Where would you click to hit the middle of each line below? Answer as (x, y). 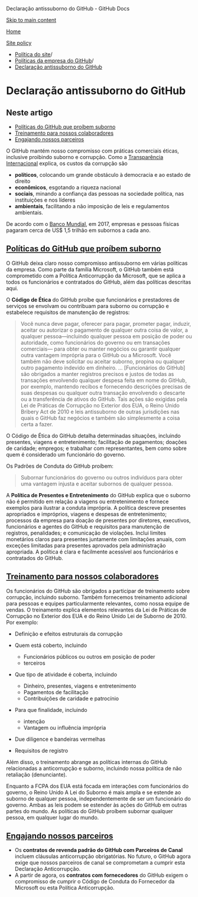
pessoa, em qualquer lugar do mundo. (53, 817)
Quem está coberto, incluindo (51, 645)
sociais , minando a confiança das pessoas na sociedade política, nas (99, 194)
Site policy (19, 43)
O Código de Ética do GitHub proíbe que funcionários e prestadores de (93, 299)
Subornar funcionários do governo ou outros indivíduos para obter (102, 477)
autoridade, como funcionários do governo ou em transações (95, 342)
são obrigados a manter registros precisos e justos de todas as (97, 374)
